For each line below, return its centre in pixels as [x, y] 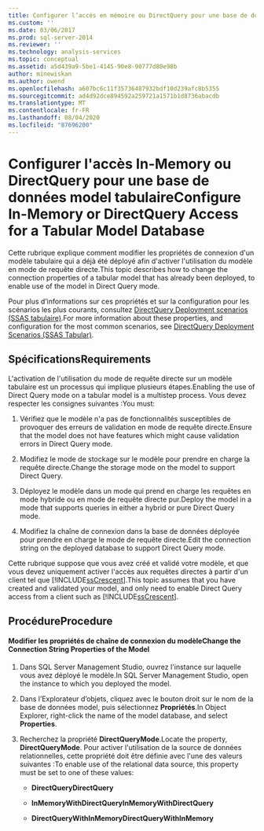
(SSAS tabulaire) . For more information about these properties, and [115, 318]
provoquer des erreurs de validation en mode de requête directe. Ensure [136, 427]
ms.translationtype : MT [47, 103]
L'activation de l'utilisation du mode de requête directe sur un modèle [120, 378]
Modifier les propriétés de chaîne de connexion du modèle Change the [125, 641]
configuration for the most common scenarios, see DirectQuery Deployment [131, 326]
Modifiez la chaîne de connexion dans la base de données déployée [130, 531]
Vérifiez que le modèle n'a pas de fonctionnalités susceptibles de [125, 418]
